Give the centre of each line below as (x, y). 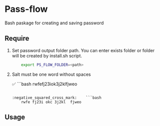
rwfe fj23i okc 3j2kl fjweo (51, 102)
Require (17, 38)
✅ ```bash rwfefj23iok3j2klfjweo (45, 84)
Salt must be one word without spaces (51, 74)
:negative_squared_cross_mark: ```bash (57, 98)
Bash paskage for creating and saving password (54, 23)
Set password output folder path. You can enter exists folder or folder (83, 50)
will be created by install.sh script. (47, 56)
